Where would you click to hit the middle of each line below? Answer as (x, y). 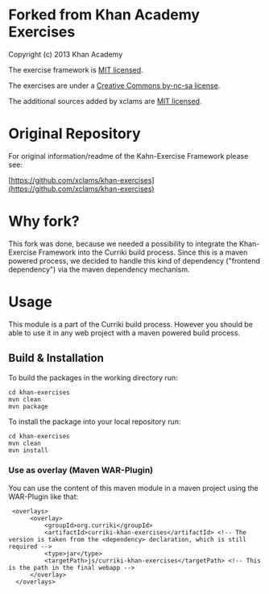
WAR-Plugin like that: (43, 496)
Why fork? (44, 221)
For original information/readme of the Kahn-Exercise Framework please (128, 156)
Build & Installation (56, 358)
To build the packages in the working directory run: (93, 377)
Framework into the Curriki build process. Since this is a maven (143, 252)
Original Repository (74, 134)
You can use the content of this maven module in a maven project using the (134, 488)
